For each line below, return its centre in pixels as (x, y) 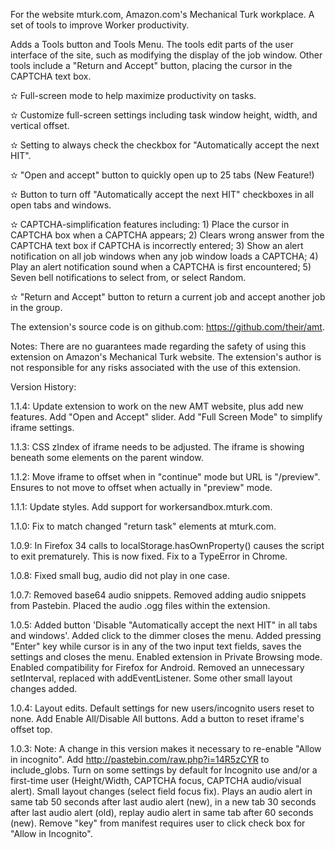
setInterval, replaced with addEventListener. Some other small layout (151, 678)
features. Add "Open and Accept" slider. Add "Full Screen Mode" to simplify (166, 417)
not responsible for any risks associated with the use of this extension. (156, 367)
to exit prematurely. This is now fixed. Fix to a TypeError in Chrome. (149, 556)
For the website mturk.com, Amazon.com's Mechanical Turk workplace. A (162, 14)
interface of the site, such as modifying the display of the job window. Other (166, 55)
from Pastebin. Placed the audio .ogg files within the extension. (140, 605)
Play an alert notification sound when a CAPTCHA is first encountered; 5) (161, 267)
